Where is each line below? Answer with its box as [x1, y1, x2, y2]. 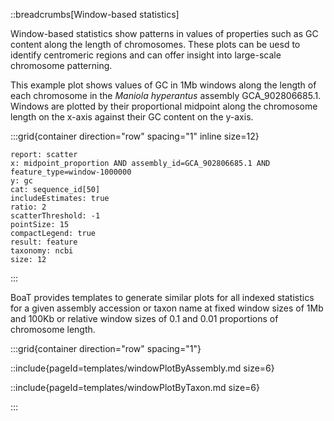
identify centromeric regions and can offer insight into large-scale [10, 49, 282, 61]
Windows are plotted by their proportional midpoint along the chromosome [10, 100, 318, 112]
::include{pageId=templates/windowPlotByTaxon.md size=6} [10, 382, 260, 393]
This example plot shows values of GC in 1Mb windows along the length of [10, 79, 317, 91]
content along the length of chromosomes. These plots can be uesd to [10, 39, 301, 50]
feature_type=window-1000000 [10, 167, 132, 177]
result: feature [10, 237, 78, 247]
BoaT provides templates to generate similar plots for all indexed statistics [10, 292, 315, 303]
